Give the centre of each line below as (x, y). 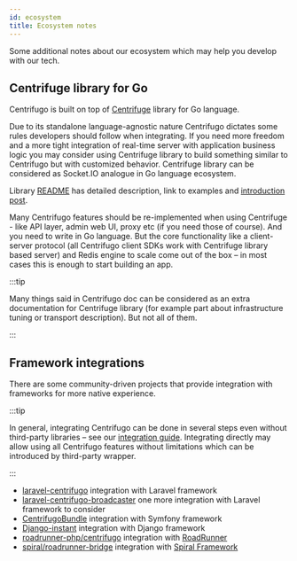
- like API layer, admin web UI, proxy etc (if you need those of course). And (146, 227)
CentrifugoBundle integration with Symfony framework (122, 518)
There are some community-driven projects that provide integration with (141, 384)
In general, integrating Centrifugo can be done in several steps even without (148, 428)
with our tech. (35, 60)
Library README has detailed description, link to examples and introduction (147, 191)
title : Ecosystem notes (53, 26)
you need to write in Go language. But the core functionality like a (129, 237)
